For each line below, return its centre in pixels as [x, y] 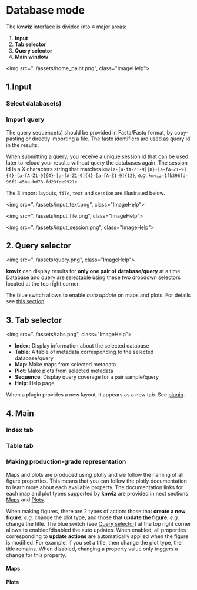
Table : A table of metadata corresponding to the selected [84, 352]
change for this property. [36, 555]
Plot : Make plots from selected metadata [64, 371]
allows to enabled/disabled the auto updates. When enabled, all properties [96, 530]
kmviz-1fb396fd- [168, 176]
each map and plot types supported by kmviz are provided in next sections [97, 493]
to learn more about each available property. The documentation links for [95, 487]
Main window [31, 57]
